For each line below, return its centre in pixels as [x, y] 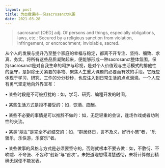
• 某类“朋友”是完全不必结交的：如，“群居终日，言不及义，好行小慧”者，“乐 [81, 132]
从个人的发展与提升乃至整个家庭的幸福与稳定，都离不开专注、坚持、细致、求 [82, 53]
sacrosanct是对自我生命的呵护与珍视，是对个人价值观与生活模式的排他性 [83, 66]
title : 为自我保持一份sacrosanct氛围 [40, 14]
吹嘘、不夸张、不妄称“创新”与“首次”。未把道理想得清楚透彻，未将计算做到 [80, 155]
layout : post [18, 10]
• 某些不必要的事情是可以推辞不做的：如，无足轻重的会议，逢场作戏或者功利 [82, 115]
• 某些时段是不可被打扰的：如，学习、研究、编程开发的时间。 [67, 94]
